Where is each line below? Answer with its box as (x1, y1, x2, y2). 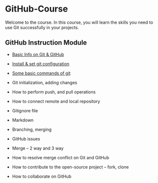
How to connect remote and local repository (12, 98, 100, 104)
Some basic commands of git (12, 70, 71, 76)
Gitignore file (12, 107, 38, 113)
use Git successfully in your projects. (5, 24, 79, 30)
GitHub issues (12, 136, 40, 141)
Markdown (12, 117, 34, 123)
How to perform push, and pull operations (12, 89, 96, 95)
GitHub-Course (5, 3, 68, 15)
